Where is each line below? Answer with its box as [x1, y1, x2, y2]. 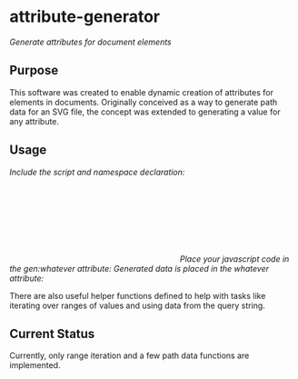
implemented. [9, 360, 61, 371]
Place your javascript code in [180, 253, 290, 264]
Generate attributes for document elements [9, 36, 173, 47]
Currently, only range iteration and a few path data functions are [9, 350, 250, 361]
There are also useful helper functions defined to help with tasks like [9, 290, 266, 301]
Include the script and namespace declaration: [9, 166, 185, 177]
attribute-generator [9, 6, 161, 27]
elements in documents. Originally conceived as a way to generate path [9, 96, 278, 107]
